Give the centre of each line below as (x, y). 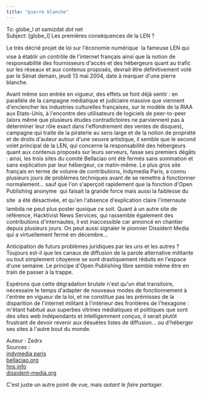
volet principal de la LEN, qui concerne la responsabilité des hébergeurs (96, 145)
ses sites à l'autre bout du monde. (49, 329)
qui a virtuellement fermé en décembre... (57, 235)
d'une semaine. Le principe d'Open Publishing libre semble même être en (98, 265)
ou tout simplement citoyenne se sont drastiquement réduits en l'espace (96, 259)
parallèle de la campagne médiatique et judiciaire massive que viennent (95, 100)
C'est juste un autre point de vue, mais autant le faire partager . (85, 384)
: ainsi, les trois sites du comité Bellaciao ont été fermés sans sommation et (100, 158)
